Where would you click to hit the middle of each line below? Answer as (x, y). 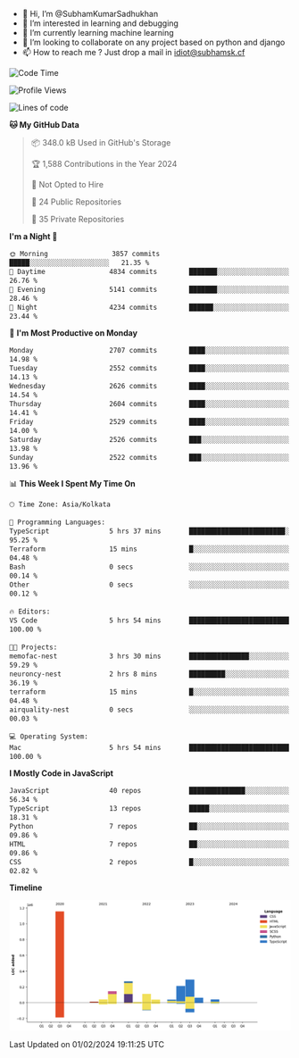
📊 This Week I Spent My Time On (72, 483)
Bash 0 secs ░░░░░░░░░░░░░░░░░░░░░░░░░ (149, 567)
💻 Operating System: (49, 737)
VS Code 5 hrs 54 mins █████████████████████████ (149, 621)
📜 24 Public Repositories (76, 202)
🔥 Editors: (30, 612)
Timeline (26, 887)
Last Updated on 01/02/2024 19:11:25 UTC (87, 1044)
